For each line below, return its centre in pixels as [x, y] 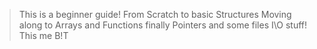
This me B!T [43, 35]
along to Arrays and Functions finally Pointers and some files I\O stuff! [163, 25]
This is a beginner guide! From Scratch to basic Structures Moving [155, 14]
